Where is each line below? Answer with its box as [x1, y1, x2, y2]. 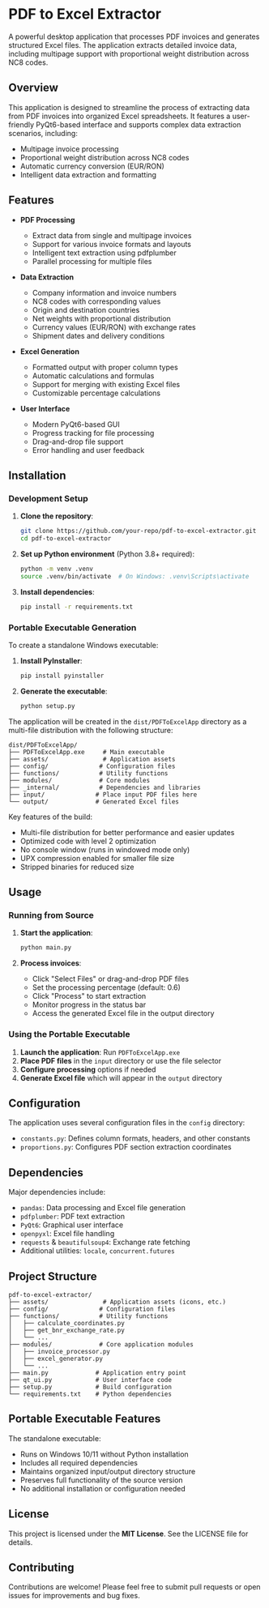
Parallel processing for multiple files [32, 256, 152, 266]
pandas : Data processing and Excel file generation [19, 1203, 186, 1213]
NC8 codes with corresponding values [32, 296, 161, 306]
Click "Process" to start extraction [32, 992, 147, 1001]
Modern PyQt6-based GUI [32, 419, 120, 429]
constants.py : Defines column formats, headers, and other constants [19, 1133, 251, 1143]
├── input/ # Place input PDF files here [8, 791, 198, 799]
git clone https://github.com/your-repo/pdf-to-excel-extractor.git [19, 527, 257, 535]
